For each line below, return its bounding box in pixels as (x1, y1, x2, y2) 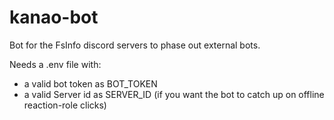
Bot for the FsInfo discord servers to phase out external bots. (9, 39, 261, 51)
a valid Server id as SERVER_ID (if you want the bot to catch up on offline (23, 88, 325, 100)
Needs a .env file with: (9, 58, 102, 70)
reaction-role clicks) (23, 99, 107, 111)
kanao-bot (9, 6, 99, 29)
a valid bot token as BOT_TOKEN (23, 77, 158, 90)
